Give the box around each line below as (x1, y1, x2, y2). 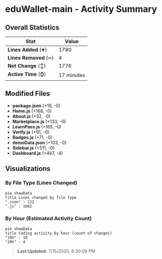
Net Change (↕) (7, 63, 46, 69)
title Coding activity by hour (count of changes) (5, 231, 112, 236)
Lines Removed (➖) (7, 55, 54, 61)
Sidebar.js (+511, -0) (12, 145, 55, 151)
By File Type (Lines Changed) (5, 180, 78, 187)
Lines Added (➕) (7, 46, 47, 53)
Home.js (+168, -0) (12, 108, 52, 114)
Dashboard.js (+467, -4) (12, 150, 63, 156)
